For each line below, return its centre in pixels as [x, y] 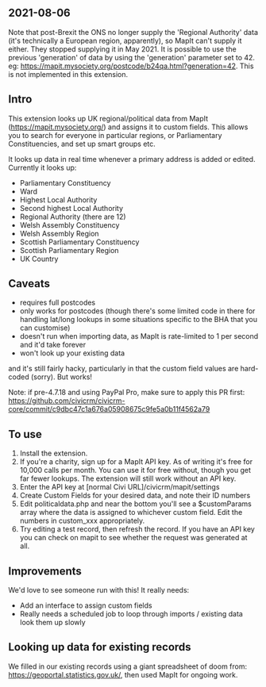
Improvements [45, 571]
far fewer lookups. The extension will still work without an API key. [128, 478]
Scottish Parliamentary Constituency [79, 242]
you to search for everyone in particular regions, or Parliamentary [115, 135]
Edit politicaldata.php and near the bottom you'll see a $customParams [135, 504]
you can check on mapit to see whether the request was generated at [133, 538]
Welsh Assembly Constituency [69, 225]
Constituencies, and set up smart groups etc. [82, 144]
